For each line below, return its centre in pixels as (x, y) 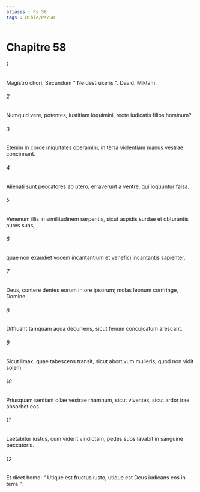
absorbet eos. (23, 406)
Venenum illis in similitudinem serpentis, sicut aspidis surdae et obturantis (98, 219)
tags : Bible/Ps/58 (31, 17)
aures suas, (20, 225)
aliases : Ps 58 (26, 12)
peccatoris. (20, 445)
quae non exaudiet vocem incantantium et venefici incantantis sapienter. (96, 257)
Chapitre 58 (36, 47)
